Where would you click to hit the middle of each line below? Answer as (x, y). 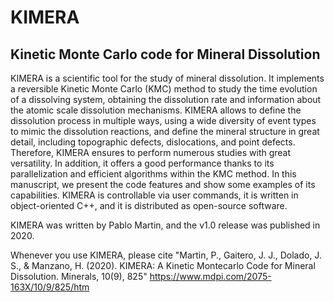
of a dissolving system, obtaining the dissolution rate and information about (166, 99)
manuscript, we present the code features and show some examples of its (163, 184)
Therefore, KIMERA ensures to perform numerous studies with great (151, 152)
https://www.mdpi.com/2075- (210, 276)
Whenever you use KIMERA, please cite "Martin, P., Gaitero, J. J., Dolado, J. (166, 255)
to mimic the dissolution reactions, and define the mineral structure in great (165, 131)
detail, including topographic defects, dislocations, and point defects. (153, 142)
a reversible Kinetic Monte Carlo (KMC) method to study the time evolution (164, 89)
